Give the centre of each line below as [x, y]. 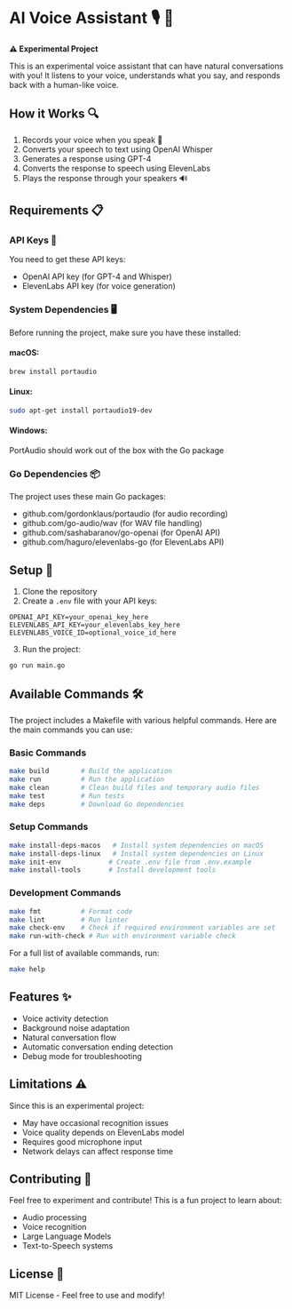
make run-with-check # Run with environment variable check [123, 936]
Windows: [28, 431]
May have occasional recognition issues [95, 1122]
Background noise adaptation [76, 1027]
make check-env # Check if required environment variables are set [142, 928]
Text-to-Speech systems [67, 1246]
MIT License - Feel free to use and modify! [87, 1296]
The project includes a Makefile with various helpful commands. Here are [143, 720]
